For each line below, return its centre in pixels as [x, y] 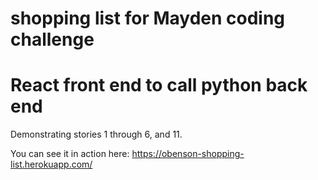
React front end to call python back [159, 85]
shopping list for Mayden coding [148, 18]
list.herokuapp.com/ [51, 164]
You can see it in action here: [70, 154]
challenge [52, 39]
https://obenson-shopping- [188, 154]
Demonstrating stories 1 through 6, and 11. [96, 134]
